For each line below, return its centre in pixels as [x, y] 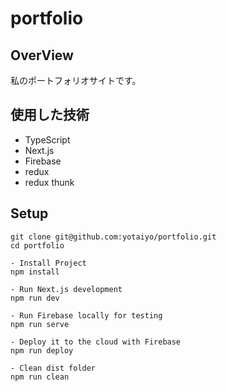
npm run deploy [42, 350]
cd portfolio [37, 245]
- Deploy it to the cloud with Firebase [96, 342]
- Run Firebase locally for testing [86, 315]
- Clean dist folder [53, 368]
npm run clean [40, 377]
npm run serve [40, 324]
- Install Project [48, 263]
